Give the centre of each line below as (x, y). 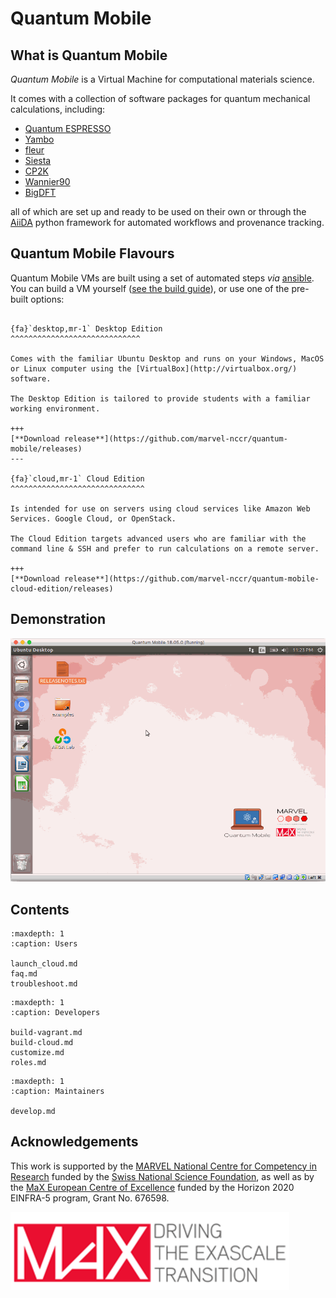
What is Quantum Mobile (89, 55)
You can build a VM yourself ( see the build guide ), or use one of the (150, 288)
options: (47, 299)
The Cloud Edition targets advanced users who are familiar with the (158, 538)
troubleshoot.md (44, 983)
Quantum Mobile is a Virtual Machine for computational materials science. (162, 79)
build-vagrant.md (46, 1032)
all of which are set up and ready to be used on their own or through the (158, 211)
